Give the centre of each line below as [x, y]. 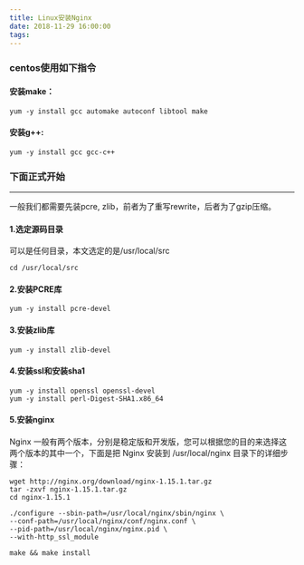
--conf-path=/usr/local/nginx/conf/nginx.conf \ [103, 521]
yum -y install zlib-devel [60, 350]
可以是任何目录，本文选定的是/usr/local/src [90, 251]
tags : [19, 34]
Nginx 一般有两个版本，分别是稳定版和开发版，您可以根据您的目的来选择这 [148, 442]
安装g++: [27, 132]
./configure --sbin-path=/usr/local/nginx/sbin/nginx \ [117, 513]
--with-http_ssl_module [54, 537]
